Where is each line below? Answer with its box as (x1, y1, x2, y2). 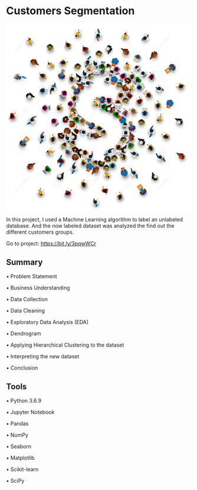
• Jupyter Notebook (6, 409, 55, 416)
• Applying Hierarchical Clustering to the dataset (6, 341, 124, 349)
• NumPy (6, 432, 28, 439)
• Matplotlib (6, 455, 35, 462)
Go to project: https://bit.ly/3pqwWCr (6, 240, 96, 247)
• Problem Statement (6, 273, 57, 280)
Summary (6, 257, 43, 267)
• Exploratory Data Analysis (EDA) (6, 319, 89, 326)
